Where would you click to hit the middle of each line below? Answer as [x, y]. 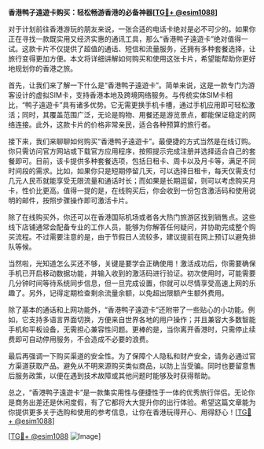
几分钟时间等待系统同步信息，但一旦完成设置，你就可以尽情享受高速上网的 [128, 283]
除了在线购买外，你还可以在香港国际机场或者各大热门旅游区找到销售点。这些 [132, 217]
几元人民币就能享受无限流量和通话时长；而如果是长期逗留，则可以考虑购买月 [132, 181]
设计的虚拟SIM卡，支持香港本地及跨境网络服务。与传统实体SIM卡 [120, 95]
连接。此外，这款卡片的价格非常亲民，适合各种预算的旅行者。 [114, 124]
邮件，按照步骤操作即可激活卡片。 [77, 200]
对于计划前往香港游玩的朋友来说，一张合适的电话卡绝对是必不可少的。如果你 [132, 29]
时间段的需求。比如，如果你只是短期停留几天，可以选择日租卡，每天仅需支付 [132, 171]
